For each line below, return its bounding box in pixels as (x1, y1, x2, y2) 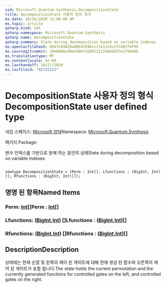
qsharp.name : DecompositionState (5, 35, 74, 40)
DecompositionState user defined (5, 101, 147, 112)
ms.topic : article (5, 21, 43, 26)
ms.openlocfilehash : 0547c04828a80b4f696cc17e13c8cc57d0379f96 (5, 44, 139, 49)
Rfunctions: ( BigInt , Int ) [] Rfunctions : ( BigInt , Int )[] (5, 230, 128, 237)
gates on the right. (5, 276, 43, 282)
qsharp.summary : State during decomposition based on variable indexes (5, 40, 156, 45)
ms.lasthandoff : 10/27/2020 (5, 63, 63, 68)
